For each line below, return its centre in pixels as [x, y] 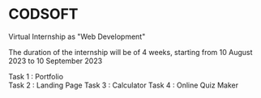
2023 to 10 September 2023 [56, 61]
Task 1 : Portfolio [36, 76]
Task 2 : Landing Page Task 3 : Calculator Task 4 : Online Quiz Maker [124, 85]
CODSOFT [43, 14]
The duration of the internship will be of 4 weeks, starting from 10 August [130, 52]
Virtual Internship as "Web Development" [77, 36]
